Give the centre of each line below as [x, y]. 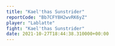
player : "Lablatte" [31, 23]
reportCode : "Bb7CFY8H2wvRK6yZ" [47, 17]
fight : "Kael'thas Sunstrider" [45, 28]
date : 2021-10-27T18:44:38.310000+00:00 [58, 34]
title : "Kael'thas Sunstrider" [45, 12]
